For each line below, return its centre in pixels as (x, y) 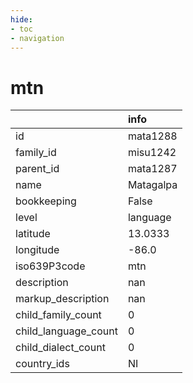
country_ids (42, 364)
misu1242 (152, 153)
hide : (21, 19)
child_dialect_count (60, 348)
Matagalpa (152, 185)
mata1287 (152, 169)
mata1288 (152, 136)
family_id (36, 153)
